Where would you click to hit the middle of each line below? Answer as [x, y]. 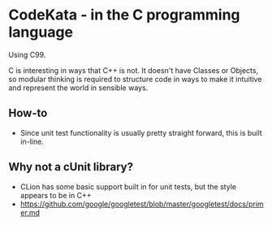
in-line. [32, 141]
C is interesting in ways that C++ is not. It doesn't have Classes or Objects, [133, 70]
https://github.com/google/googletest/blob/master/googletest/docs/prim [142, 204]
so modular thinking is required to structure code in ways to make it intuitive [135, 79]
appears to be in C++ [56, 195]
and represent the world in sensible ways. [78, 88]
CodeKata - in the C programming [124, 15]
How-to [28, 113]
